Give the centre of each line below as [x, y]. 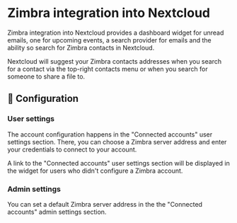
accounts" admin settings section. [57, 212]
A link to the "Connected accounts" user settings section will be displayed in [118, 163]
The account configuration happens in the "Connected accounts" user [110, 134]
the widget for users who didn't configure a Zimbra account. [95, 171]
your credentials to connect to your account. [72, 149]
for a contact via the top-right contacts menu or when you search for [108, 69]
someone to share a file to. [46, 76]
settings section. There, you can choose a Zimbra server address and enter [117, 142]
